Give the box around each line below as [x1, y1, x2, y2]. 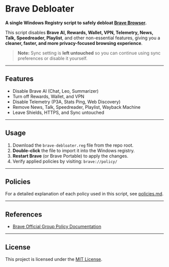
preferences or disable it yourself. [17, 55, 88, 61]
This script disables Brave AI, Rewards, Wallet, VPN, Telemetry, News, [5, 29, 153, 35]
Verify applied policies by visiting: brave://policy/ [12, 158, 118, 164]
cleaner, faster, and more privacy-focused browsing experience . [5, 40, 143, 46]
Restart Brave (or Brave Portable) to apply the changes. [12, 153, 129, 159]
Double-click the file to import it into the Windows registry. [12, 147, 135, 154]
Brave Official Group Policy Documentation [12, 224, 102, 230]
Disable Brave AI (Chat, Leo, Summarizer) [12, 88, 99, 94]
